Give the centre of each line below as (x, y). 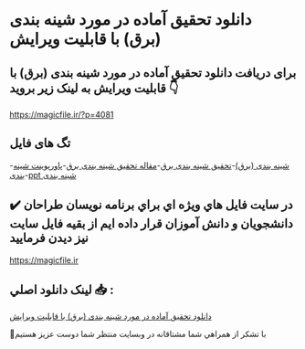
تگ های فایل (40, 143)
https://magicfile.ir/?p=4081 (62, 115)
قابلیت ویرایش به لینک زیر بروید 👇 (94, 88)
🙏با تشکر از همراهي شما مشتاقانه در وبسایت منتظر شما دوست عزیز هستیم (138, 334)
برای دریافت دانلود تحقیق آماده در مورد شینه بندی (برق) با (153, 73)
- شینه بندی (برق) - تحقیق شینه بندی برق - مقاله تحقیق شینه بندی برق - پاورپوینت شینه (150, 165)
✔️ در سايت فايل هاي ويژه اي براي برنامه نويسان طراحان (152, 205)
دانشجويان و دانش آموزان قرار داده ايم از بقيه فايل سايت (152, 224)
